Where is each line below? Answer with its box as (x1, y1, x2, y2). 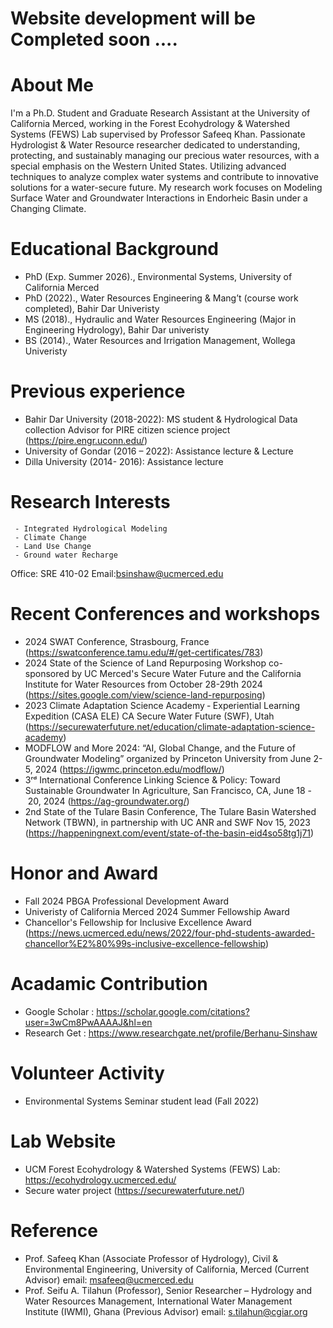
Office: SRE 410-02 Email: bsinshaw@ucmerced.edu (10, 567, 224, 579)
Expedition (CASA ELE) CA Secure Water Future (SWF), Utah (24, 710, 275, 722)
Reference (10, 1219, 98, 1242)
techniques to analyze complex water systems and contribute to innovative (10, 171, 319, 183)
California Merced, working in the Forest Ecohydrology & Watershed (10, 118, 291, 130)
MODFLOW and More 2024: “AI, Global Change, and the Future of (24, 742, 296, 754)
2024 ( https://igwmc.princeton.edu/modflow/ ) (34, 763, 225, 775)
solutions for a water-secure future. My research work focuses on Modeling (10, 182, 323, 194)
